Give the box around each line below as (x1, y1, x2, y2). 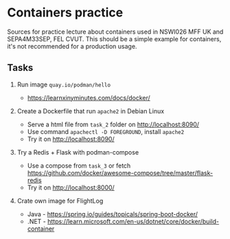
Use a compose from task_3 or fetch (27, 161, 131, 170)
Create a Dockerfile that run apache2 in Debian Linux (16, 106, 165, 115)
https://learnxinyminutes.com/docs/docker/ (27, 93, 151, 102)
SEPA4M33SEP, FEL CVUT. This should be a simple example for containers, (7, 34, 222, 43)
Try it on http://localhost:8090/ (27, 135, 115, 143)
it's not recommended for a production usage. (7, 42, 137, 50)
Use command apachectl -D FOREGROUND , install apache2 (27, 127, 185, 135)
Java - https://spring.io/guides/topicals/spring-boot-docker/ (27, 209, 198, 218)
